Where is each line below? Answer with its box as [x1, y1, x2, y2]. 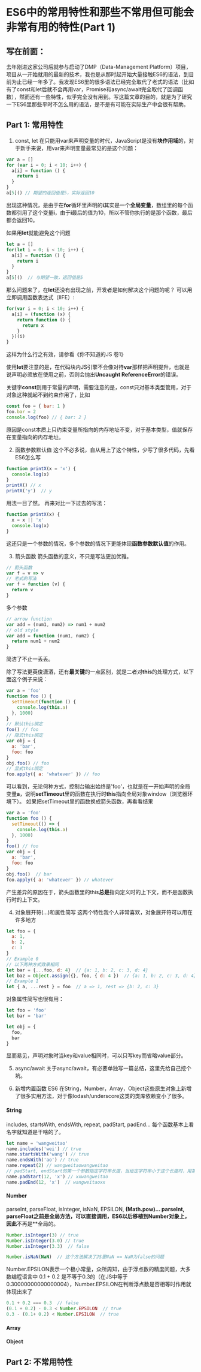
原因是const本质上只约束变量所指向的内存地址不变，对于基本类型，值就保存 [6, 426, 193, 433]
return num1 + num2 [11, 638, 60, 645]
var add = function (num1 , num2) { [6, 633, 95, 639]
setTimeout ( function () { [11, 699, 77, 705]
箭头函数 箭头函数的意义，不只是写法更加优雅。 [14, 552, 132, 559]
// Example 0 [6, 956, 39, 962]
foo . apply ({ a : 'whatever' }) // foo [6, 771, 100, 777]
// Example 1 [6, 978, 39, 984]
